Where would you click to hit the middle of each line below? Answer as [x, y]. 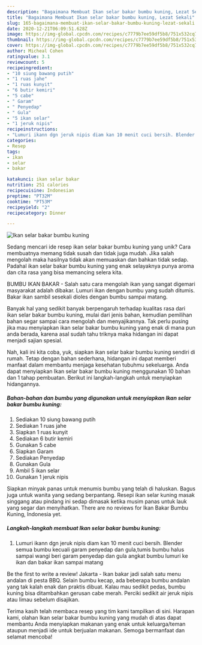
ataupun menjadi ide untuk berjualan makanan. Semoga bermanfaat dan [96, 631]
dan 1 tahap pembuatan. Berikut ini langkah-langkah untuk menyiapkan [94, 378]
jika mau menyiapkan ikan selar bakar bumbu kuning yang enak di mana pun [101, 328]
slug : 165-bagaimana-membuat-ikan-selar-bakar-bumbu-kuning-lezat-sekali [101, 23]
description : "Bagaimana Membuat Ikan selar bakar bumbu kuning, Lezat [98, 12]
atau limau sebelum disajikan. [43, 600]
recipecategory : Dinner [37, 213]
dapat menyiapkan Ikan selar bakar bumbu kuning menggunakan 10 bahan [99, 371]
